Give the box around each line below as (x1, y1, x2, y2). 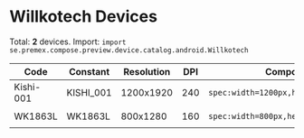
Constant (69, 65, 110, 78)
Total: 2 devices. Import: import (9, 36, 127, 47)
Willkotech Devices (9, 6, 158, 27)
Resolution (123, 65, 171, 78)
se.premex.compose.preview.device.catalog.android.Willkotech (9, 45, 249, 55)
